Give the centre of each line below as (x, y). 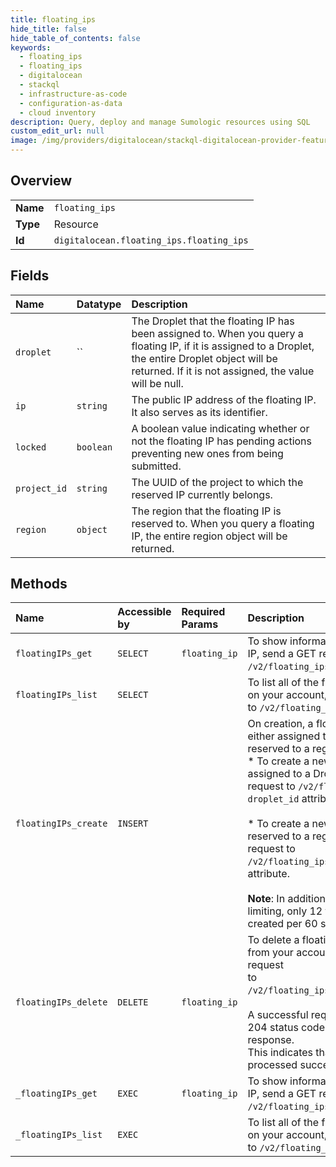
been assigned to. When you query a (217, 333)
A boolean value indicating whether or (220, 428)
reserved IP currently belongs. (202, 494)
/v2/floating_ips (288, 862)
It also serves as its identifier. (199, 412)
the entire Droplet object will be (204, 358)
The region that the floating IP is (206, 511)
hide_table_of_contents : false (75, 38)
